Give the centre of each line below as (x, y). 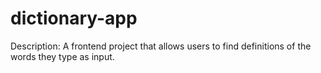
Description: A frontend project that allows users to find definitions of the (161, 46)
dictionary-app (74, 18)
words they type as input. (62, 56)
